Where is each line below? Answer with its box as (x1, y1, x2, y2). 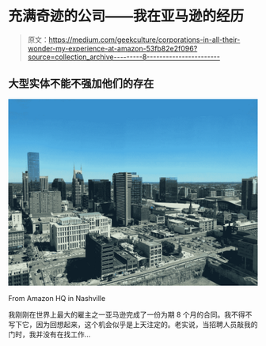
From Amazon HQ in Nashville (8, 293, 106, 303)
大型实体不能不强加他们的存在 (8, 77, 154, 91)
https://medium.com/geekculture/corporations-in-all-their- (48, 35, 241, 44)
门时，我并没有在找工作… (8, 329, 91, 339)
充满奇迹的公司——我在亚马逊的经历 (8, 7, 245, 25)
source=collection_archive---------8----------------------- (27, 52, 220, 62)
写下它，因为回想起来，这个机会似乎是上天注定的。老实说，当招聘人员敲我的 (8, 319, 258, 329)
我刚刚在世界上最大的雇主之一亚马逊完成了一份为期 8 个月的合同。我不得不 (8, 310, 253, 319)
